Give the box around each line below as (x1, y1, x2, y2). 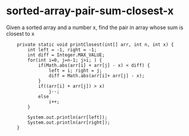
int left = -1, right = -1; (27, 46, 97, 53)
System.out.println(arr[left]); (27, 114, 108, 120)
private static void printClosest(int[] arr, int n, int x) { (17, 42, 174, 48)
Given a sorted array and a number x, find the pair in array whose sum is (6, 24, 184, 31)
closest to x (6, 30, 34, 37)
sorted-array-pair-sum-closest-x (6, 4, 174, 18)
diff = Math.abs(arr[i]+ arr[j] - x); (48, 72, 145, 78)
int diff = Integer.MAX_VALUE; (27, 52, 105, 58)
